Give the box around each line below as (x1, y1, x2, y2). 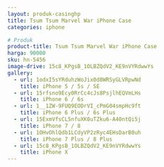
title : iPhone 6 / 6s (20, 96, 84, 103)
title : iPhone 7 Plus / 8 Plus (20, 136, 113, 143)
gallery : (7, 69, 33, 77)
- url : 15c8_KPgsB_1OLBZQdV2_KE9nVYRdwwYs (13, 142, 141, 149)
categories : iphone (7, 23, 65, 31)
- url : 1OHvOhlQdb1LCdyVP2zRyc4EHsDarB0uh (13, 129, 141, 136)
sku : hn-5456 (7, 56, 46, 64)
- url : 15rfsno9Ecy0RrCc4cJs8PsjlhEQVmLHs (13, 90, 141, 97)
